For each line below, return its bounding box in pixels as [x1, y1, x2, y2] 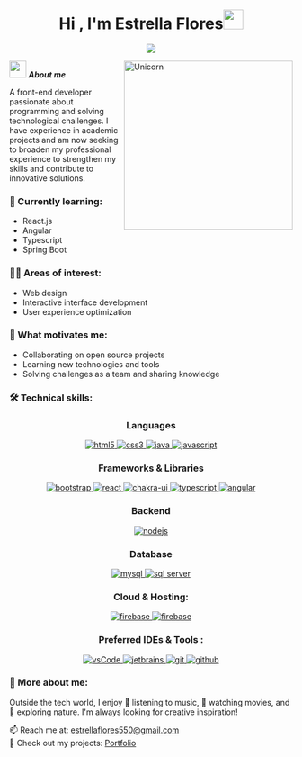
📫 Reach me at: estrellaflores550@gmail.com [9, 725, 180, 735]
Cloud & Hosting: [113, 590, 189, 603]
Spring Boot [22, 244, 67, 256]
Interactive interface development [22, 297, 148, 308]
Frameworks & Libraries [98, 462, 204, 474]
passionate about [9, 95, 74, 107]
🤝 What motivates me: [9, 329, 108, 341]
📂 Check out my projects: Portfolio [9, 737, 137, 748]
